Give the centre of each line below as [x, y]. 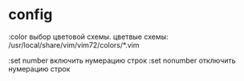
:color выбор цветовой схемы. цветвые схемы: [88, 37]
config [31, 15]
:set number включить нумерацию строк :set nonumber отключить [122, 60]
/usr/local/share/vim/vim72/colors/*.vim [74, 44]
